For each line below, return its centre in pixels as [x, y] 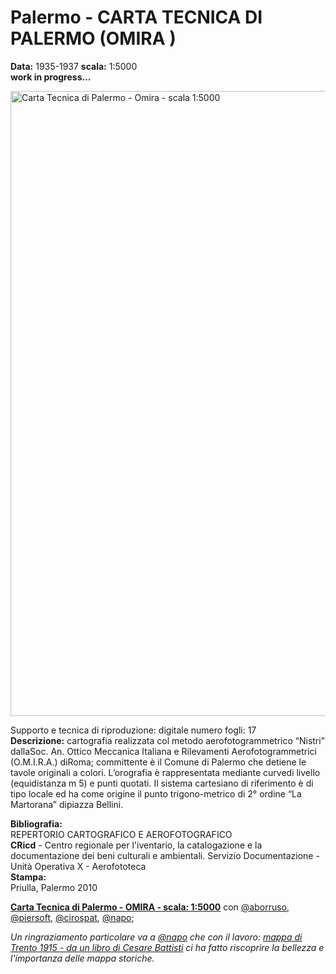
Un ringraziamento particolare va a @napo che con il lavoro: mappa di [156, 937]
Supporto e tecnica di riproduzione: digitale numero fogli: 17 [133, 730]
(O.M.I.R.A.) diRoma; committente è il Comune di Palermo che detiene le [158, 762]
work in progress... [51, 77]
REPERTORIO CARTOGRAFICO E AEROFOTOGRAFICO [121, 834]
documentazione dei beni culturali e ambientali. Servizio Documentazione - [165, 855]
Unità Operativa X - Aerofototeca [78, 866]
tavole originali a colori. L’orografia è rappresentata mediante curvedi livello [165, 772]
